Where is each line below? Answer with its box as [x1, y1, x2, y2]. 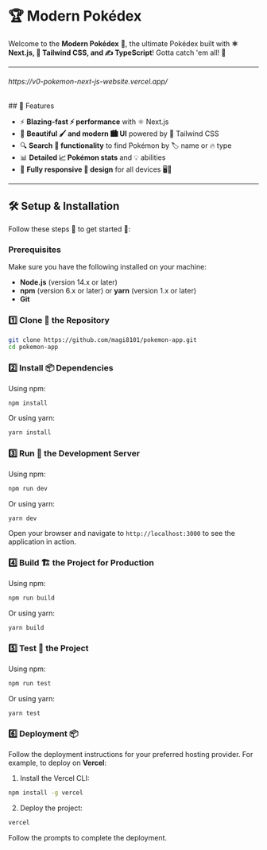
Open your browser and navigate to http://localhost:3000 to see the [8, 529, 236, 538]
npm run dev [8, 484, 48, 492]
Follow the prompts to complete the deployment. [8, 833, 168, 842]
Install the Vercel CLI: [19, 773, 90, 782]
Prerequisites [8, 244, 61, 255]
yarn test [8, 709, 41, 717]
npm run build [8, 594, 56, 602]
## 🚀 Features [8, 101, 55, 111]
